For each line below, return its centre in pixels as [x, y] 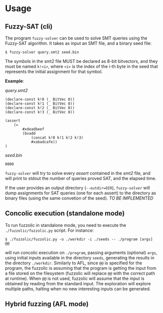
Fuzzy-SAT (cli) [29, 27]
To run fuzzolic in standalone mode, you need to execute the [65, 225]
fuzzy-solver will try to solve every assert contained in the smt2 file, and [78, 173]
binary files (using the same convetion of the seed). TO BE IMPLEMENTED [79, 198]
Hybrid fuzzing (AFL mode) [47, 304]
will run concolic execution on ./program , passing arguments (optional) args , [81, 252]
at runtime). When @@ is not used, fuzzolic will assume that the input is [75, 278]
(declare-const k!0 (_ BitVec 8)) [40, 99]
